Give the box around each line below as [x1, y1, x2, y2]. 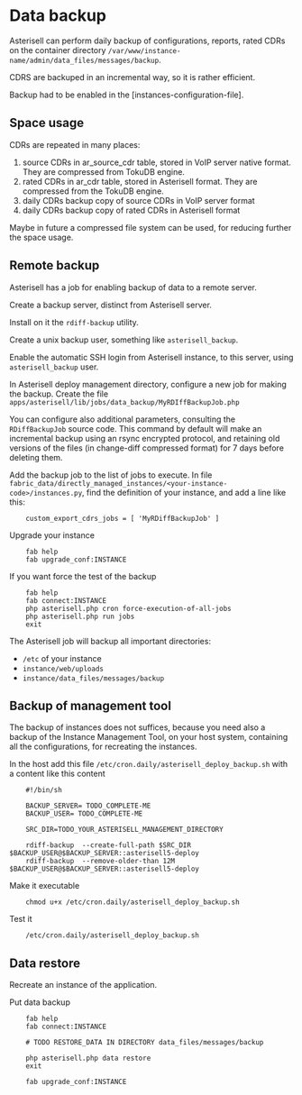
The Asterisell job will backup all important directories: [9, 635, 212, 646]
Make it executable [9, 881, 80, 891]
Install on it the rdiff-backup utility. [9, 316, 140, 327]
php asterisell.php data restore [25, 1054, 151, 1063]
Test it [9, 914, 32, 925]
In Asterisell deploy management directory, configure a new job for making [9, 379, 287, 389]
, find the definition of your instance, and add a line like [81, 487, 287, 497]
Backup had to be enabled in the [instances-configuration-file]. [9, 89, 244, 100]
